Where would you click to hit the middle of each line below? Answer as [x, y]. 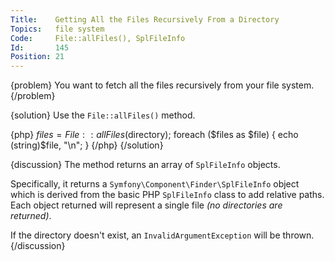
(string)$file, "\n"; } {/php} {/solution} [87, 145]
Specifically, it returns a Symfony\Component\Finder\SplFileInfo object [155, 184]
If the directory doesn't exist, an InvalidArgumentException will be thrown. [162, 235]
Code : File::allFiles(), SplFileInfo [98, 38]
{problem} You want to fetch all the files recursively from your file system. [162, 85]
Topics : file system [57, 29]
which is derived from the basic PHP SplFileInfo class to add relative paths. [167, 195]
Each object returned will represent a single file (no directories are [146, 205]
